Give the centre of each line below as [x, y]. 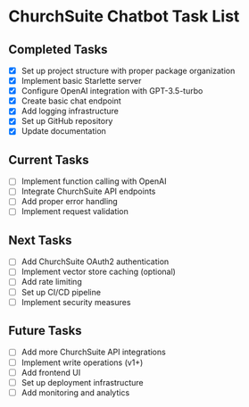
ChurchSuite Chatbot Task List [124, 17]
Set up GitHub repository [67, 121]
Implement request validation [75, 212]
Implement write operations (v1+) [82, 362]
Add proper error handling [69, 202]
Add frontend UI [51, 372]
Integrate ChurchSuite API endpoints [88, 191]
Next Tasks [40, 240]
